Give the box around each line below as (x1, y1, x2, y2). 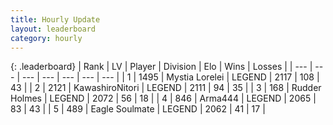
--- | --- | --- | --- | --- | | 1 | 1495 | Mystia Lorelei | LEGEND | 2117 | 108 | (21, 71, 320, 83)
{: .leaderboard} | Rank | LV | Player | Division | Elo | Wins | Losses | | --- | (10, 61, 313, 73)
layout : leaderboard (10, 24, 97, 34)
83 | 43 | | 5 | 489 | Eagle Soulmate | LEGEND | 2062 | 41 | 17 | (10, 103, 266, 115)
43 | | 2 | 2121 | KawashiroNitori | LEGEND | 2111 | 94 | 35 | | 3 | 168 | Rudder (10, 82, 322, 94)
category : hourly (10, 33, 83, 43)
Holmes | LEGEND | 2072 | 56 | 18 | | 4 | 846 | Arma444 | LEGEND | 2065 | (10, 92, 317, 105)
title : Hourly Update (10, 14, 101, 25)
